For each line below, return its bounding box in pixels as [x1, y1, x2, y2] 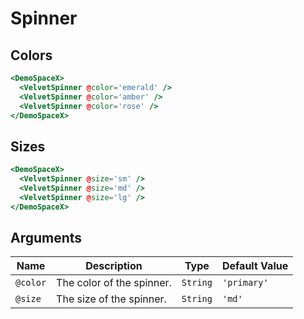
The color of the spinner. [56, 276, 172, 290]
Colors [10, 47, 53, 64]
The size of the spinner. [56, 292, 167, 306]
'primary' [221, 277, 269, 289]
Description [85, 259, 143, 273]
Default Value [221, 259, 289, 273]
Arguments [10, 229, 83, 246]
